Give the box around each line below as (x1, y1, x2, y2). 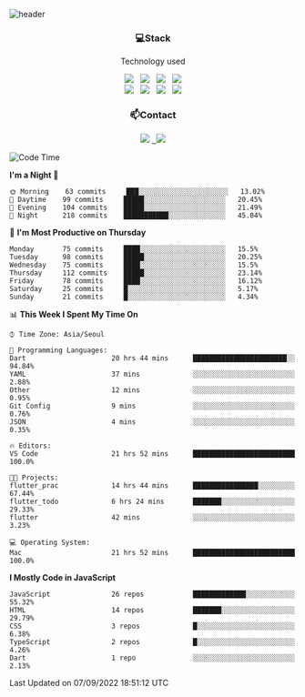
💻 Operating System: (9, 538, 91, 547)
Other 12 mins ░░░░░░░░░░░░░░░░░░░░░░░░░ (9, 385, 296, 395)
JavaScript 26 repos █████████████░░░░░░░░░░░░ (9, 590, 296, 599)
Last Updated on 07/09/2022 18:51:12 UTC (9, 677, 169, 688)
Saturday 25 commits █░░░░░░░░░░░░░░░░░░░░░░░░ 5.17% (9, 284, 259, 293)
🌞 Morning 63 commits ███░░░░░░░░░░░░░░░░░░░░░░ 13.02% (9, 187, 266, 196)
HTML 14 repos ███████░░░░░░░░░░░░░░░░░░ (9, 605, 296, 614)
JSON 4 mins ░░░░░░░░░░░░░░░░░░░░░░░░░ (9, 417, 296, 427)
